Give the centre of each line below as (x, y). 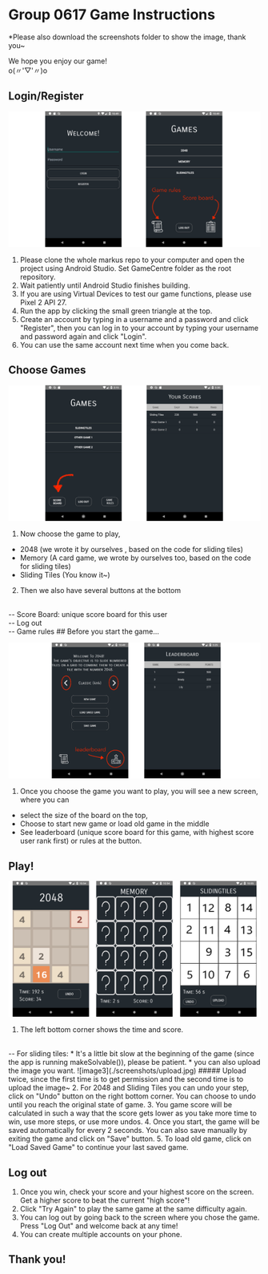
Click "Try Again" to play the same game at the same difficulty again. (133, 1208)
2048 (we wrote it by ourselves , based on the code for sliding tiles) (132, 549)
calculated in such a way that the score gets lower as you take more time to (133, 1113)
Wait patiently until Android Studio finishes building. (105, 285)
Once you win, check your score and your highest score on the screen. (137, 1191)
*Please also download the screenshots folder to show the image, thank (127, 37)
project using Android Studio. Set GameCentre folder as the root (126, 268)
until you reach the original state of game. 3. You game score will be (120, 1105)
